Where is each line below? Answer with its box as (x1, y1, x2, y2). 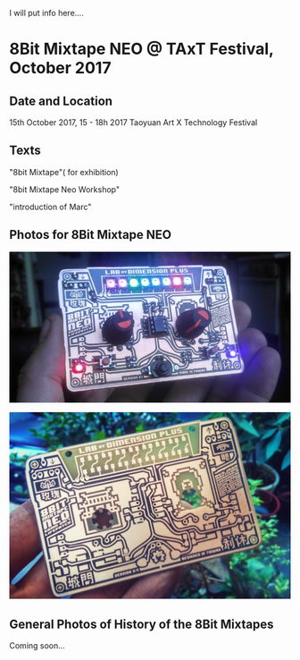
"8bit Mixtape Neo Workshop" (9, 183, 121, 195)
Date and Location (9, 93, 113, 108)
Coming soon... (9, 640, 65, 651)
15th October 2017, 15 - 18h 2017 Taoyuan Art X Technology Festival (9, 117, 258, 128)
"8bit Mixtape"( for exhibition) (9, 166, 119, 177)
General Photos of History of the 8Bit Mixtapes (9, 616, 274, 631)
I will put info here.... (9, 8, 85, 18)
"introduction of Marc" (9, 201, 92, 212)
